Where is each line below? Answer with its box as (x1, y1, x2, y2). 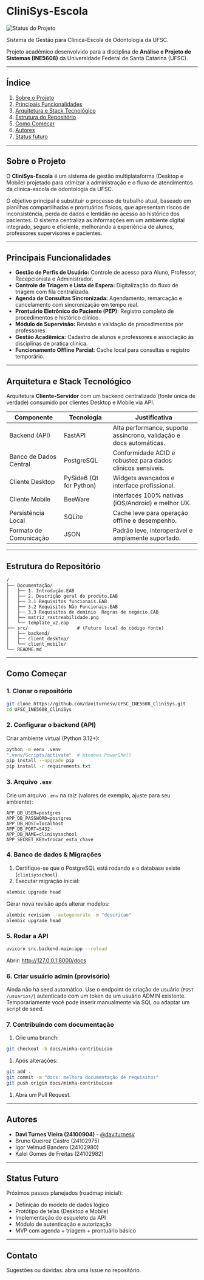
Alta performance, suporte (112, 424, 188, 432)
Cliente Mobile (9, 495, 50, 503)
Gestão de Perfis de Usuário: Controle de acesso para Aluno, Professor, (15, 269, 197, 276)
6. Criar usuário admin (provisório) (6, 972, 110, 981)
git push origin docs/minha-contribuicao (6, 1080, 113, 1086)
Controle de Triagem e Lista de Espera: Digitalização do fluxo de (15, 282, 178, 289)
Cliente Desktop (9, 478, 55, 486)
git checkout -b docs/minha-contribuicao (6, 1046, 113, 1052)
